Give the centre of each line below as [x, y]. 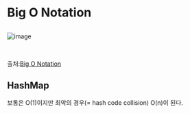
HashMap [28, 85]
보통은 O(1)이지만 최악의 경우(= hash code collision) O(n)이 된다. [95, 103]
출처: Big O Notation [34, 64]
